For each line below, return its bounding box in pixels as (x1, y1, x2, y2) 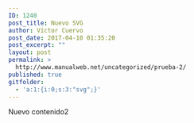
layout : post (8, 48, 52, 56)
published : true (8, 71, 62, 79)
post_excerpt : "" (8, 41, 66, 49)
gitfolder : (8, 78, 45, 86)
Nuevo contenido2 (8, 107, 69, 117)
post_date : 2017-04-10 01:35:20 (8, 33, 115, 42)
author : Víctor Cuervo (8, 26, 83, 34)
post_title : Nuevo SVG (8, 19, 83, 27)
